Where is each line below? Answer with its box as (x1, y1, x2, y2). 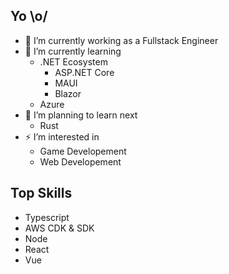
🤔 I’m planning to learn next (24, 109, 138, 121)
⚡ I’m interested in (24, 130, 100, 143)
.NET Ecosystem (39, 55, 108, 68)
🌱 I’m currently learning (24, 45, 122, 57)
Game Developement (39, 145, 127, 157)
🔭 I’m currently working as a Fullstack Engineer (24, 34, 219, 46)
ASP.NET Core (54, 66, 115, 78)
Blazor (54, 87, 82, 99)
